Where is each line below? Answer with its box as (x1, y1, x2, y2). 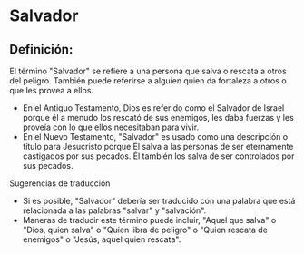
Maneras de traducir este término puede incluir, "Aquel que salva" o (22, 215, 277, 225)
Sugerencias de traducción (9, 178, 111, 189)
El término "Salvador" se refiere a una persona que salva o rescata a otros (9, 65, 288, 76)
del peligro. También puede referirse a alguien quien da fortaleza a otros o (9, 75, 288, 86)
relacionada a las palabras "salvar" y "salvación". (22, 205, 207, 216)
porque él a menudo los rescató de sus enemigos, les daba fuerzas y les (22, 112, 295, 122)
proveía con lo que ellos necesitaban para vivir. (22, 122, 200, 132)
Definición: (9, 42, 74, 57)
